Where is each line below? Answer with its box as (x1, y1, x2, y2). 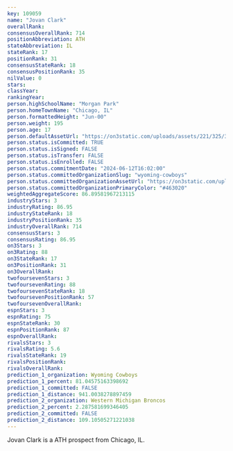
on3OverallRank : (7, 268, 54, 275)
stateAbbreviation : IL (7, 42, 73, 49)
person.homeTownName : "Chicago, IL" (7, 107, 113, 114)
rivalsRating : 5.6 (7, 346, 60, 352)
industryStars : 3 (7, 197, 58, 205)
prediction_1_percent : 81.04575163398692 (7, 377, 129, 385)
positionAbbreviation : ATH (7, 36, 85, 43)
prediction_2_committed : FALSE (7, 410, 98, 417)
